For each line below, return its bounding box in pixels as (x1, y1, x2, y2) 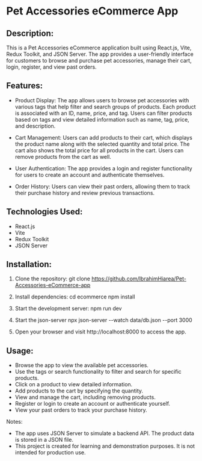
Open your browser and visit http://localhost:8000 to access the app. (14, 328, 186, 335)
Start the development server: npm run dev (14, 305, 122, 312)
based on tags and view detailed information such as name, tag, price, (14, 116, 189, 123)
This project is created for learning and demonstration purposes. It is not (14, 442, 195, 450)
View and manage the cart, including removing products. (14, 394, 156, 401)
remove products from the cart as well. (14, 153, 111, 160)
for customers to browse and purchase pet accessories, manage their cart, (6, 57, 192, 64)
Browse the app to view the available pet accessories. (14, 362, 149, 369)
